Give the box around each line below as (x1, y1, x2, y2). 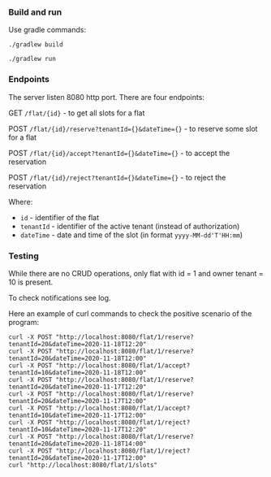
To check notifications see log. (8, 293, 111, 302)
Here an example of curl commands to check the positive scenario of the (8, 308, 252, 319)
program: (8, 317, 40, 327)
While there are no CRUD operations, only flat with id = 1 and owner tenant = (8, 268, 264, 278)
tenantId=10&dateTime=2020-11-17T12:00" (8, 411, 148, 419)
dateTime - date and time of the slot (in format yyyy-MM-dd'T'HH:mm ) (19, 230, 243, 240)
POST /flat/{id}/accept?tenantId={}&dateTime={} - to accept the (8, 148, 230, 158)
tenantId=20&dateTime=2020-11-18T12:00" (8, 354, 148, 362)
